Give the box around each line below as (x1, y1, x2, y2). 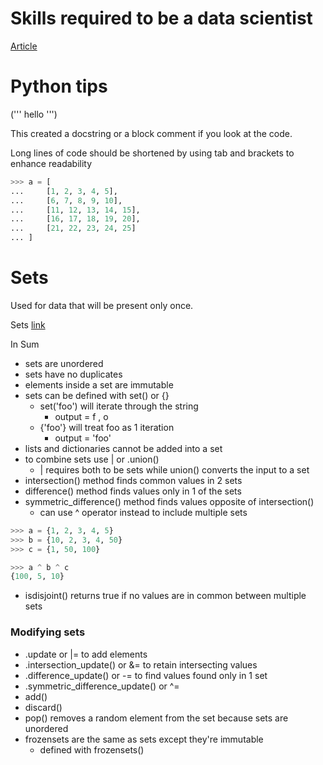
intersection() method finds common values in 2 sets (24, 474, 243, 486)
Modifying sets (10, 625, 86, 639)
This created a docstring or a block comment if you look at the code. (10, 127, 293, 139)
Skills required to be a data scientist (10, 7, 313, 30)
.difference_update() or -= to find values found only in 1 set (24, 669, 268, 681)
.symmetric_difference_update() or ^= (24, 680, 180, 692)
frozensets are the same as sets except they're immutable (24, 733, 264, 745)
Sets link (10, 318, 46, 331)
